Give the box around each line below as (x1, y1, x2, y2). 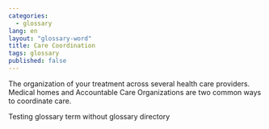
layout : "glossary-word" (8, 34, 92, 43)
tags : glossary (8, 49, 60, 57)
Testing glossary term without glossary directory (8, 111, 170, 121)
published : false (8, 57, 67, 65)
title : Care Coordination (8, 42, 95, 50)
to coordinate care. (8, 96, 72, 106)
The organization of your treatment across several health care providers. (8, 78, 250, 89)
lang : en (8, 27, 38, 35)
